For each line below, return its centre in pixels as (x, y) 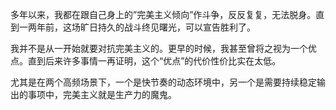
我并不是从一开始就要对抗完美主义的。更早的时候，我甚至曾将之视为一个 (159, 48)
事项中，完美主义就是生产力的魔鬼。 (102, 94)
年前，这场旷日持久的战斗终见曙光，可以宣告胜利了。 (146, 27)
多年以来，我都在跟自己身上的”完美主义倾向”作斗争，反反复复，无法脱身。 (163, 14)
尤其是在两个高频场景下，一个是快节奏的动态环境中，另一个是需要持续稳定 (163, 82)
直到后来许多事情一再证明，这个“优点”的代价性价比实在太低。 (154, 61)
